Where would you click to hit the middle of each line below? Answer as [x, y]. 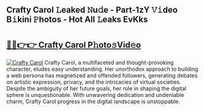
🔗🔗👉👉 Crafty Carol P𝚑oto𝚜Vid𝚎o [74, 45]
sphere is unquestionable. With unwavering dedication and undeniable [95, 95]
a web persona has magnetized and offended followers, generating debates [102, 75]
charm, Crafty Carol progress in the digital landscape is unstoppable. [93, 101]
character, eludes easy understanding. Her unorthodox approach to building [102, 69]
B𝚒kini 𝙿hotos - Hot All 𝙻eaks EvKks [77, 20]
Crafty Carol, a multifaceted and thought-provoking [109, 63]
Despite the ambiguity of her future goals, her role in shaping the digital [96, 88]
